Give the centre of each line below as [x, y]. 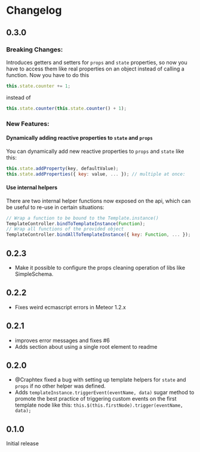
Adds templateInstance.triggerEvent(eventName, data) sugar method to [104, 392]
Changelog [34, 10]
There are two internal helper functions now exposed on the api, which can [99, 201]
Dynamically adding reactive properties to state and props [80, 138]
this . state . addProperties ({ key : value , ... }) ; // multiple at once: [96, 174]
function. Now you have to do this [48, 75]
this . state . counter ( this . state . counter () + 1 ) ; [67, 108]
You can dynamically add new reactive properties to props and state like [95, 151]
